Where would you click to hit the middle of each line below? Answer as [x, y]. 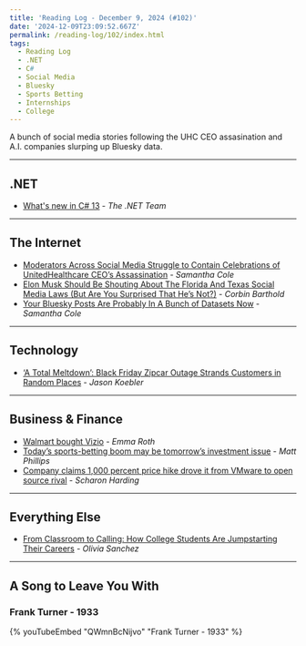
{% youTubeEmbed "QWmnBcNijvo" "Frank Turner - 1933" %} [126, 631]
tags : [20, 43]
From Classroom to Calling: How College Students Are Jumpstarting [150, 539]
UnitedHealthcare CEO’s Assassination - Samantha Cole [128, 274]
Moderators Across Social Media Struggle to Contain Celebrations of [151, 264]
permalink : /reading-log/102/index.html [87, 35]
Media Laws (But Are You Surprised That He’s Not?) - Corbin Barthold [153, 293]
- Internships [44, 103]
